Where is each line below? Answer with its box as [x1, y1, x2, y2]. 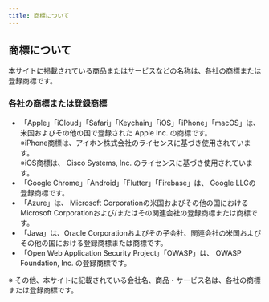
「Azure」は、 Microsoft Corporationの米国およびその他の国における [19, 198, 249, 207]
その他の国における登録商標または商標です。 [19, 238, 168, 248]
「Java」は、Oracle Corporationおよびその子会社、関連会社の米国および [19, 228, 262, 237]
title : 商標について [8, 11, 70, 20]
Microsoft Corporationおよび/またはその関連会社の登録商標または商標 [19, 207, 251, 217]
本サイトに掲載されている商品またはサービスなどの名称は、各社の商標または [8, 66, 262, 76]
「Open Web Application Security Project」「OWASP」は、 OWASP [19, 248, 243, 257]
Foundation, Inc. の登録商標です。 [19, 258, 132, 268]
